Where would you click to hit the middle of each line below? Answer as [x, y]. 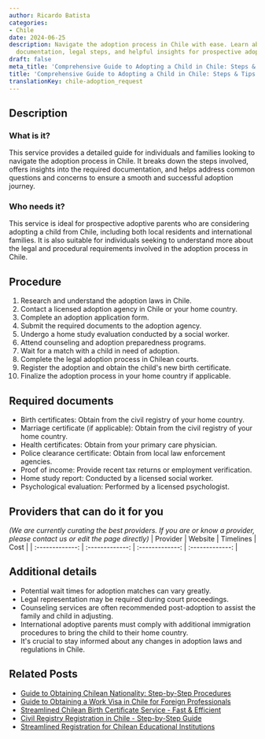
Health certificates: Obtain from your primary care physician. [119, 445]
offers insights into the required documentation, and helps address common [132, 169]
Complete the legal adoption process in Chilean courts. [109, 360]
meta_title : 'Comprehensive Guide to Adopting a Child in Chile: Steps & [132, 67]
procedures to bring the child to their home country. [104, 632]
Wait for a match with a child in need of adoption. [100, 351]
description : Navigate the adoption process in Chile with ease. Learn [129, 45]
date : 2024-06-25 [37, 37]
